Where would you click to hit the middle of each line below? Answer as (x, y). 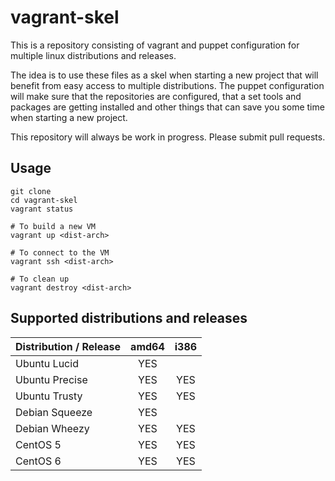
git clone (31, 191)
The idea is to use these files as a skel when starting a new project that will (164, 75)
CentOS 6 (38, 461)
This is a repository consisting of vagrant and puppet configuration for (155, 45)
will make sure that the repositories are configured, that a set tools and (156, 96)
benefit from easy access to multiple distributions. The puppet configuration (167, 85)
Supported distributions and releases (129, 318)
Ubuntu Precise (51, 379)
